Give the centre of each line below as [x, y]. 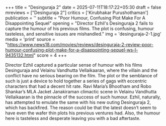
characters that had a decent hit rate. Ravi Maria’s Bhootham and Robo [78, 86]
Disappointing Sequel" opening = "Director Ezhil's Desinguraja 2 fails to [79, 23]
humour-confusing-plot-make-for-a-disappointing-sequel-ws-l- [72, 50]
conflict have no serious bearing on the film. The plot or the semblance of [81, 76]
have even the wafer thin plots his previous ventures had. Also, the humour [83, 113]
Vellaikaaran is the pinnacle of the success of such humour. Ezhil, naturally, [83, 97]
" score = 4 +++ [50, 55]
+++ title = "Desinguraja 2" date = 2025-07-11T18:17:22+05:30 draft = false [83, 7]
